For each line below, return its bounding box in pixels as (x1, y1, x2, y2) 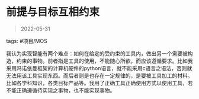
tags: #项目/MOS (6, 37, 47, 44)
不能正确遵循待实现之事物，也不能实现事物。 (6, 87, 115, 94)
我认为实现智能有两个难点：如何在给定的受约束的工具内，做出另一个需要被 (6, 49, 188, 57)
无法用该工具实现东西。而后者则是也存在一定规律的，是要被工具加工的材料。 (6, 72, 193, 79)
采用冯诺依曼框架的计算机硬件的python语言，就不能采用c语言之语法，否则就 (6, 64, 192, 71)
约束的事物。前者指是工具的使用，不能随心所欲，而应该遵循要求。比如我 (16, 57, 193, 64)
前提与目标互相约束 (6, 5, 100, 19)
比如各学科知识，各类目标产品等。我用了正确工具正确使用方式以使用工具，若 (6, 79, 193, 86)
